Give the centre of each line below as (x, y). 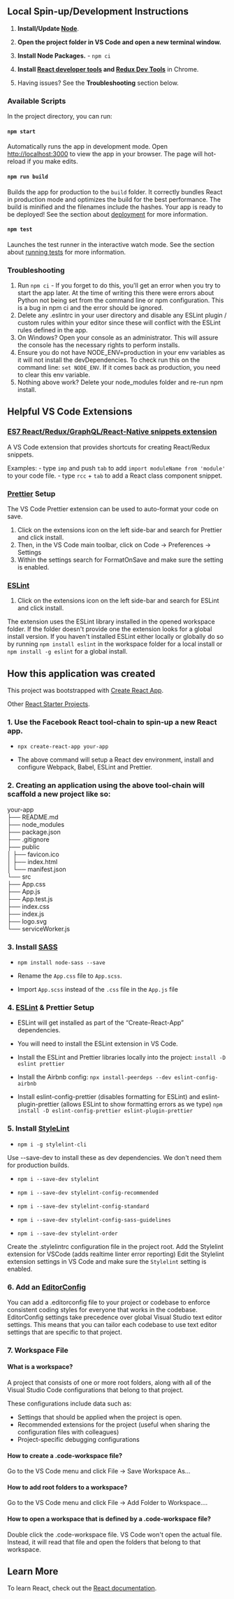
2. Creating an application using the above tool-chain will (106, 785)
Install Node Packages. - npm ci (64, 55)
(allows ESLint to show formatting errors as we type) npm (141, 1105)
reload (16, 161)
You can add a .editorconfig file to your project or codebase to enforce (109, 1302)
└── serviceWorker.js (39, 929)
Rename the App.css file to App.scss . (70, 976)
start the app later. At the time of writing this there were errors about (116, 293)
